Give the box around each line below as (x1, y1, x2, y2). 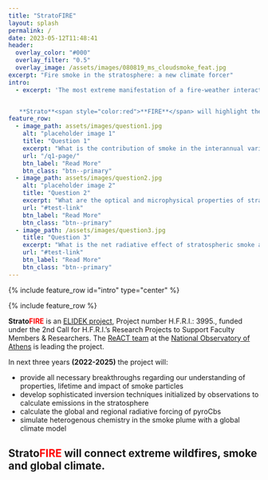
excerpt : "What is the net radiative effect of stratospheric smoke (22, 241, 255, 249)
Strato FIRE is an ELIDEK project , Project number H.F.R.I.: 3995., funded (8, 316, 243, 326)
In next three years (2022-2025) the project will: (8, 357, 169, 367)
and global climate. (8, 459, 105, 473)
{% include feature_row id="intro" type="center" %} (8, 285, 180, 295)
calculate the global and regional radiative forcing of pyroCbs (19, 407, 222, 416)
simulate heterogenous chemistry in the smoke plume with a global (19, 415, 241, 424)
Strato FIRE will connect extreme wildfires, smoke (8, 446, 258, 460)
